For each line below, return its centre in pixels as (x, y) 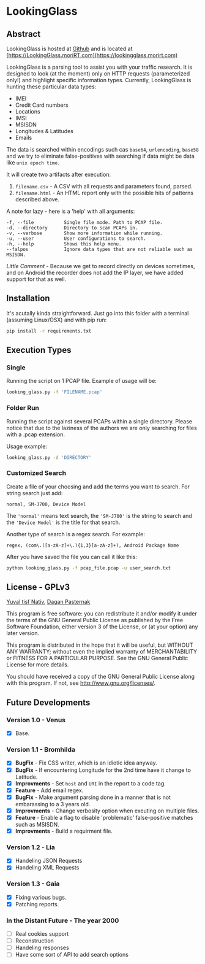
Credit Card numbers (42, 105)
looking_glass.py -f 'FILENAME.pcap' (54, 392)
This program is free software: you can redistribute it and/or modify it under (102, 614)
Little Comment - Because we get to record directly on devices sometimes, (101, 266)
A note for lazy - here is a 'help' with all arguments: (71, 211)
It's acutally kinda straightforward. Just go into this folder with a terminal (98, 313)
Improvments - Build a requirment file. (64, 831)
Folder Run (23, 408)
